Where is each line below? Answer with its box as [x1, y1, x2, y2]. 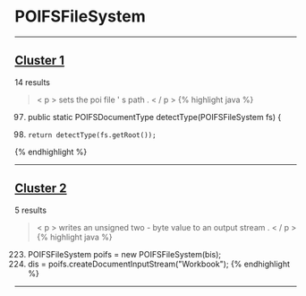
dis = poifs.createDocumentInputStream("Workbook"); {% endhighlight [27, 258, 290, 269]
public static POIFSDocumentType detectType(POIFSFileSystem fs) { [27, 111, 282, 122]
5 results [14, 205, 47, 215]
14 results [14, 76, 50, 87]
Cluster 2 [14, 181, 67, 196]
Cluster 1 [14, 53, 65, 68]
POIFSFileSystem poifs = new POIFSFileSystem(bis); [27, 248, 222, 259]
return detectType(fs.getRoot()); [27, 130, 157, 140]
